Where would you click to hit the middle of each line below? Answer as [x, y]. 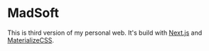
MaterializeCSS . [31, 40]
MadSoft [33, 13]
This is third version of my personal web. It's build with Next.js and [105, 33]
